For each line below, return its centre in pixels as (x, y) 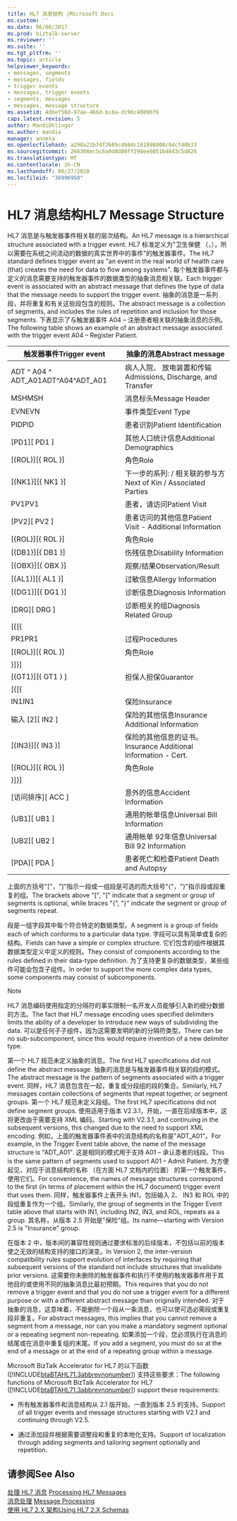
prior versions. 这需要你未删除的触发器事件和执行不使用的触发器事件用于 (113, 1275)
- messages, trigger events (49, 92)
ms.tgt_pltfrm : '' (34, 54)
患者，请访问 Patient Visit (165, 504)
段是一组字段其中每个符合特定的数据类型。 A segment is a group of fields (113, 926)
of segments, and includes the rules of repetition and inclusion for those (112, 312)
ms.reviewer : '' (31, 40)
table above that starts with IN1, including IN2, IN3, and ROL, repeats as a (114, 1212)
